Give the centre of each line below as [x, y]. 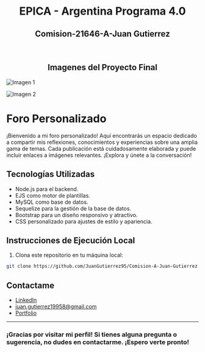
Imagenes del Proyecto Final [103, 67]
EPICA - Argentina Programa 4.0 [103, 11]
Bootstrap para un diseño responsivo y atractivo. [76, 215]
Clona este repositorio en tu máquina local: [69, 255]
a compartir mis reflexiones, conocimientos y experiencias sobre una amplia [102, 142]
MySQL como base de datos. [52, 202]
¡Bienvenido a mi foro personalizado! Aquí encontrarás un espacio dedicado [102, 135]
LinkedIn [26, 300]
